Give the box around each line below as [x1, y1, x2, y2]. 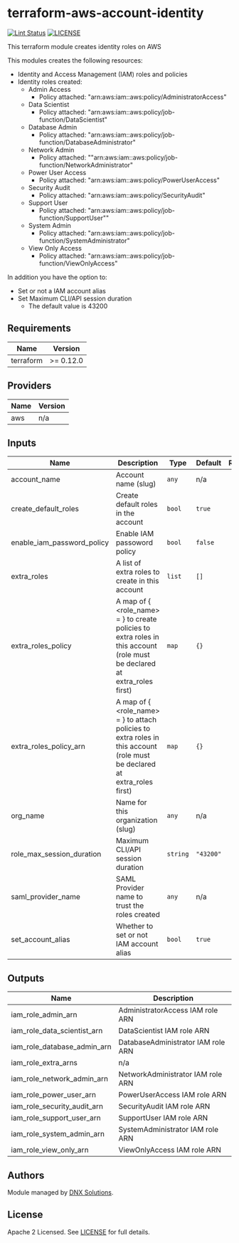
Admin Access [28, 85, 71, 93]
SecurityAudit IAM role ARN [118, 1101, 211, 1111]
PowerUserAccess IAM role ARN [118, 1090, 227, 1100]
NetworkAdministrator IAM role [118, 1069, 223, 1079]
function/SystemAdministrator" [38, 236, 130, 245]
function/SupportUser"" [38, 214, 109, 222]
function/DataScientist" [38, 115, 108, 124]
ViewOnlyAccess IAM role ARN [118, 1145, 222, 1155]
